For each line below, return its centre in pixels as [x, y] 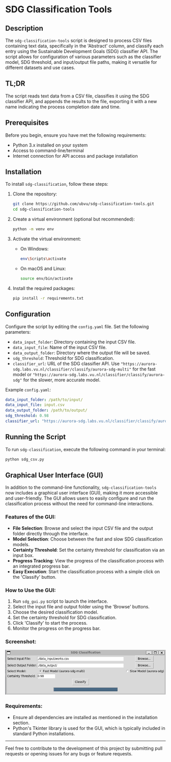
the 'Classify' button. [35, 577]
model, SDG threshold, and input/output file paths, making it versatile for [81, 62]
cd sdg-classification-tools [44, 210]
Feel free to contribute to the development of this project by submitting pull [84, 748]
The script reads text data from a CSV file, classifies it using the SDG [77, 96]
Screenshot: [21, 642]
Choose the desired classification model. [55, 612]
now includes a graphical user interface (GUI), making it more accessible [81, 493]
